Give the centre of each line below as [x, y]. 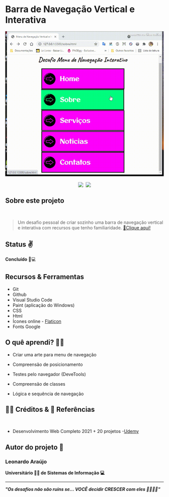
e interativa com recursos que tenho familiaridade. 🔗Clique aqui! [84, 228]
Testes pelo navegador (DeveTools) [49, 374]
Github [19, 294]
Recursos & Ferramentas [45, 277]
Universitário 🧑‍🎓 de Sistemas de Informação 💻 [55, 473]
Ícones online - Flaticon [37, 321]
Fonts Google [26, 327]
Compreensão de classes [39, 384]
